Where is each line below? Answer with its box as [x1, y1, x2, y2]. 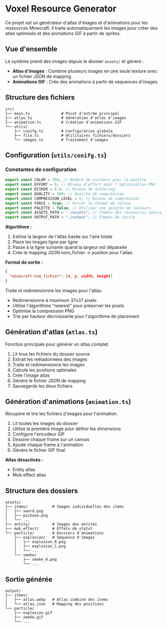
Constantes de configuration [5, 166, 76, 173]
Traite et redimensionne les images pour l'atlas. [5, 287, 103, 293]
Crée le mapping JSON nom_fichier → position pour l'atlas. [12, 250, 134, 256]
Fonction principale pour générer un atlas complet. [5, 341, 109, 347]
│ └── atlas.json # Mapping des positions [5, 601, 104, 606]
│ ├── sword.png [5, 508, 43, 514]
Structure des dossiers [5, 486, 78, 495]
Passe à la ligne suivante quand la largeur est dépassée [12, 244, 127, 250]
